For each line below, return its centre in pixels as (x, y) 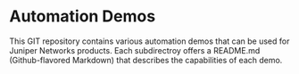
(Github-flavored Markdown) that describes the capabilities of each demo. (146, 60)
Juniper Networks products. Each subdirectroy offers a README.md (135, 50)
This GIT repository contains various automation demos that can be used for (149, 41)
